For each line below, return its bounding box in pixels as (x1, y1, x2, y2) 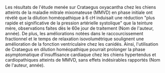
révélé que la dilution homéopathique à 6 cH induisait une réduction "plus (5, 15, 155, 20)
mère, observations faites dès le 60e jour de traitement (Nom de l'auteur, (5, 25, 154, 31)
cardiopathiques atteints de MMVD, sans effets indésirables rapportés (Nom (5, 57, 161, 63)
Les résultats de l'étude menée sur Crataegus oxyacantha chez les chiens (5, 4, 156, 10)
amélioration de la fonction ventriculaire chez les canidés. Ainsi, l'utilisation (5, 41, 159, 47)
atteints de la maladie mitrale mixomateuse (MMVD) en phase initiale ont (5, 9, 153, 15)
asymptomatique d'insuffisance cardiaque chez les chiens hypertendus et (5, 52, 156, 58)
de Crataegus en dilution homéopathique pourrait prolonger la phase (5, 47, 145, 52)
